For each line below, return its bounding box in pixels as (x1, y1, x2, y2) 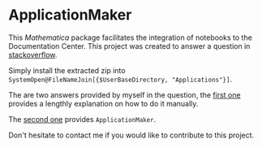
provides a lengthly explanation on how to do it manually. (8, 98, 199, 108)
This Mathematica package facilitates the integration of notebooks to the (8, 33, 253, 42)
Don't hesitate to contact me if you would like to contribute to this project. (8, 130, 255, 140)
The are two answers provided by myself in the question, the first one (8, 89, 241, 99)
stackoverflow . (8, 50, 58, 59)
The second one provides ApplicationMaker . (8, 114, 157, 124)
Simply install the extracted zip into (8, 65, 126, 75)
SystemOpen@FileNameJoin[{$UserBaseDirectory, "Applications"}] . (8, 74, 233, 84)
